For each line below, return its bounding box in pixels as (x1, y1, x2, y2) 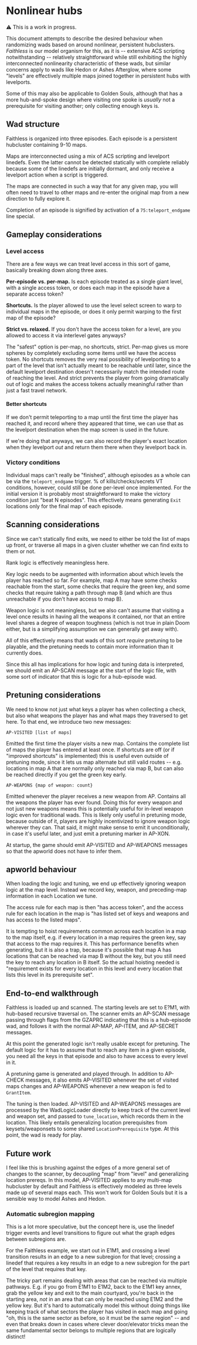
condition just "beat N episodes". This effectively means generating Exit (6, 496, 181, 503)
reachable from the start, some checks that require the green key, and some (6, 582, 190, 590)
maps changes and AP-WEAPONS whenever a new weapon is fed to (6, 1083, 171, 1090)
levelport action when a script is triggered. (6, 171, 108, 178)
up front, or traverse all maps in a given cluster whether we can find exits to (6, 541, 189, 548)
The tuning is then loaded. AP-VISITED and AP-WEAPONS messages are (6, 1100, 181, 1107)
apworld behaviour (6, 864, 77, 875)
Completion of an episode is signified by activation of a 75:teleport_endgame (6, 206, 191, 214)
